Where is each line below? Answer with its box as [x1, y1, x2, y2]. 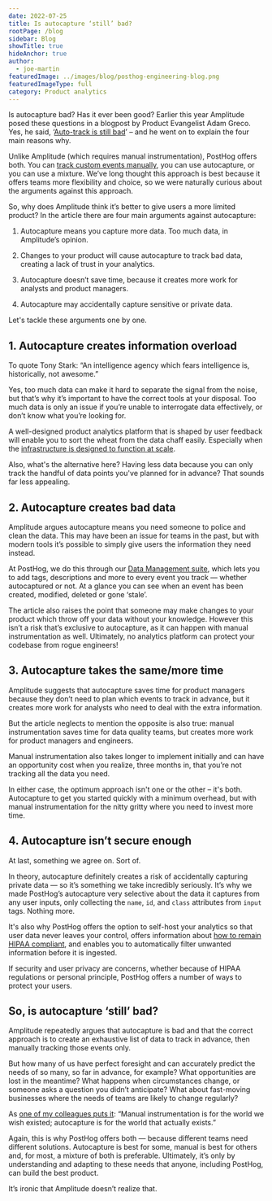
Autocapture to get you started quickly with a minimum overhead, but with [8, 793, 257, 802]
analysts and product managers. [19, 284, 128, 294]
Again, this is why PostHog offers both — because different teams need [8, 1133, 248, 1143]
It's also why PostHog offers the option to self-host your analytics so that [8, 921, 253, 932]
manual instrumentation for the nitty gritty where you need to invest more [8, 801, 253, 811]
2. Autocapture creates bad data [8, 500, 176, 514]
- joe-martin [15, 65, 60, 73]
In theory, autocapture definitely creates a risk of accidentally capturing [8, 871, 248, 881]
